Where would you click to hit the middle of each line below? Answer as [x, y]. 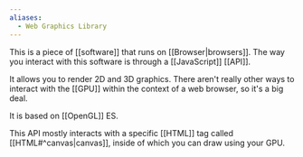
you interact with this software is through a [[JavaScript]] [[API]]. [130, 61]
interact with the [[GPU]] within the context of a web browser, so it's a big [147, 88]
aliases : [26, 18]
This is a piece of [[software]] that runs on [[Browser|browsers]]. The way [147, 51]
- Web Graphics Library [62, 26]
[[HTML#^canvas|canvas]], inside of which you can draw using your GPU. [147, 143]
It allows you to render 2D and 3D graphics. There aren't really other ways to [152, 78]
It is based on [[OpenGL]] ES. [64, 115]
